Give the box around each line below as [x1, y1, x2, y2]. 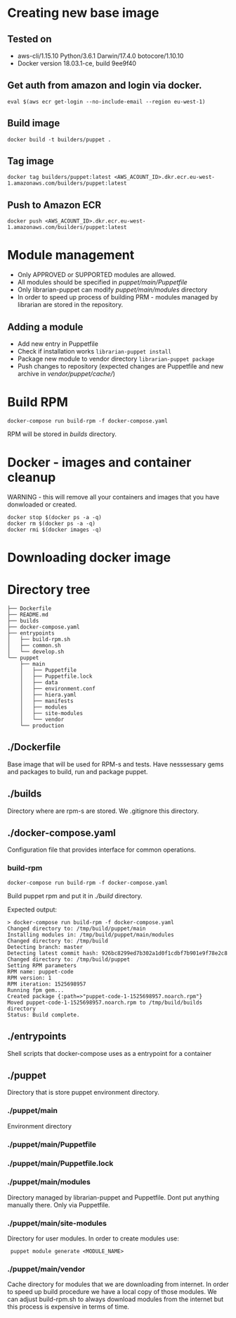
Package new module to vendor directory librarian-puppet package [17, 354, 215, 363]
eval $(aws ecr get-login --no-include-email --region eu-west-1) [7, 98, 206, 105]
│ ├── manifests [20, 697, 74, 704]
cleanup [7, 470, 56, 485]
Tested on [7, 33, 52, 45]
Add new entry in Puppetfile [17, 340, 98, 348]
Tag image [7, 155, 54, 167]
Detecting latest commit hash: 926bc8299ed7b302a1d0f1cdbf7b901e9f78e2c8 [7, 950, 228, 957]
